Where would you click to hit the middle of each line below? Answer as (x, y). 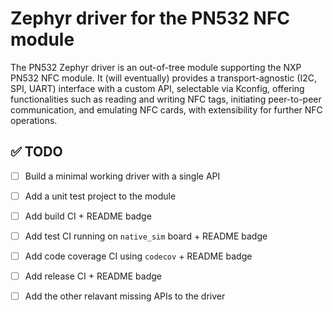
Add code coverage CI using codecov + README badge (138, 256)
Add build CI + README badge (88, 216)
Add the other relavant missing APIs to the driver (125, 296)
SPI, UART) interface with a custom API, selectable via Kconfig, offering (157, 88)
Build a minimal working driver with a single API (122, 176)
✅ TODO (36, 152)
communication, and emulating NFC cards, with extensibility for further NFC (166, 109)
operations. (34, 120)
